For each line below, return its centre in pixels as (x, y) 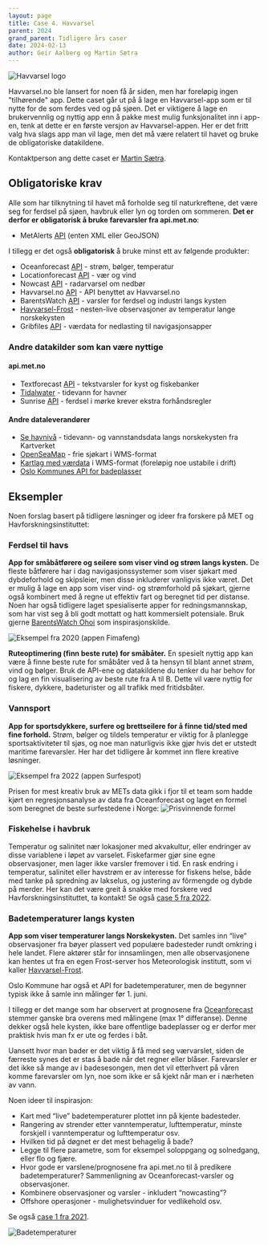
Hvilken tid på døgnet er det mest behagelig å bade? (107, 1141)
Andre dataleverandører (49, 419)
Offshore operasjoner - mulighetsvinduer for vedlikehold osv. (121, 1202)
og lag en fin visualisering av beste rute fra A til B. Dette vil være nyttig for (130, 679)
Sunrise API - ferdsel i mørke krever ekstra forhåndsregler (116, 401)
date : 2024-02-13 (37, 46)
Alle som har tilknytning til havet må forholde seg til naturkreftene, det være (133, 202)
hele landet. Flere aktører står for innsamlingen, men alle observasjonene (129, 953)
